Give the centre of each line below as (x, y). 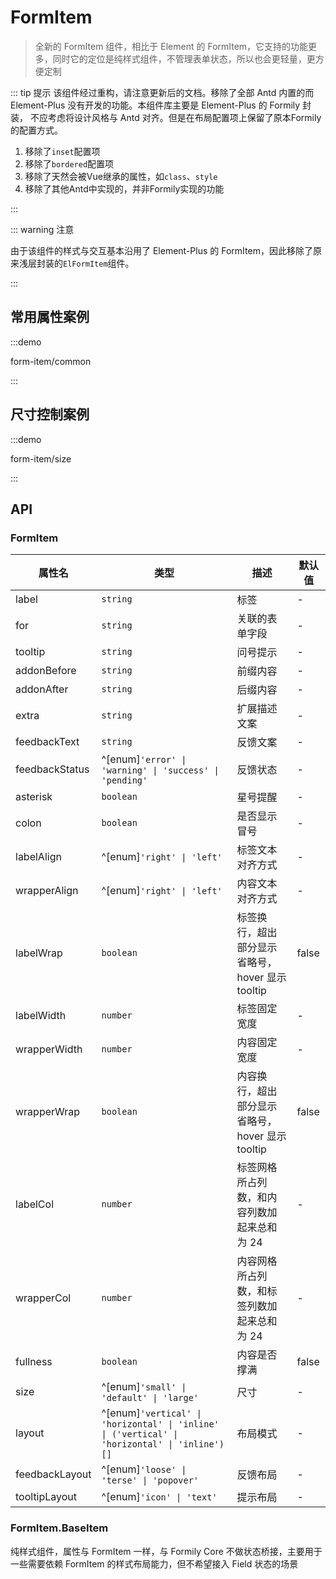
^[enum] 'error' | (144, 759)
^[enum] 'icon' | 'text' (159, 1497)
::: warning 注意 (42, 229)
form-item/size (41, 458)
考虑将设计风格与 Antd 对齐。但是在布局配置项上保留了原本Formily (184, 117)
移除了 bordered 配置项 (69, 163)
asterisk (34, 797)
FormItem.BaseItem (59, 1528)
